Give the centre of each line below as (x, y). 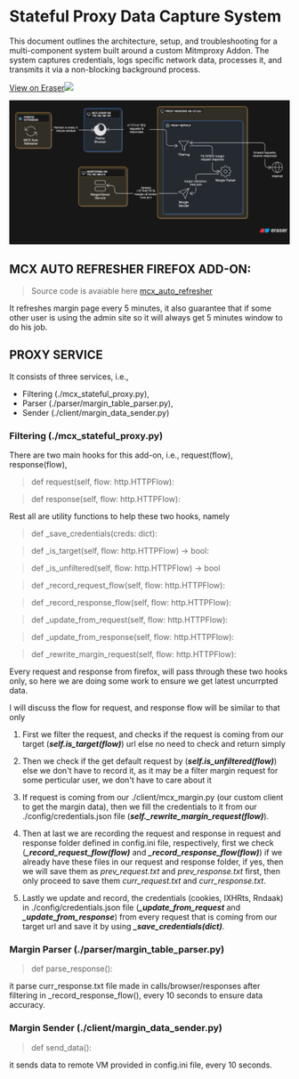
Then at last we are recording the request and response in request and (152, 833)
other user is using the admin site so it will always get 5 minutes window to (146, 317)
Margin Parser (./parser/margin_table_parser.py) (117, 949)
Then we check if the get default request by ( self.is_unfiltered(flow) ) (149, 761)
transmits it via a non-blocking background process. (105, 69)
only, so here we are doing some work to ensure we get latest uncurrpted (144, 681)
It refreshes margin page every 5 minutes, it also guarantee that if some (140, 308)
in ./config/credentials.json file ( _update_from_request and (131, 907)
